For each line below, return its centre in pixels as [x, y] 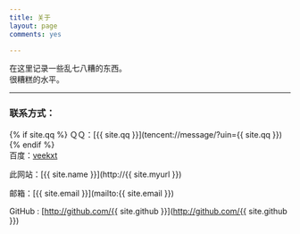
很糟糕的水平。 [37, 79]
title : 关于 [30, 17]
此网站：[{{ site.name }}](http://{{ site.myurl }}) [96, 174]
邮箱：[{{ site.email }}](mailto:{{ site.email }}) [92, 193]
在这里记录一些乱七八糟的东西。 [68, 69]
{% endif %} [32, 145]
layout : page [33, 26]
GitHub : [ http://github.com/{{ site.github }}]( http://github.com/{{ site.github [148, 211]
